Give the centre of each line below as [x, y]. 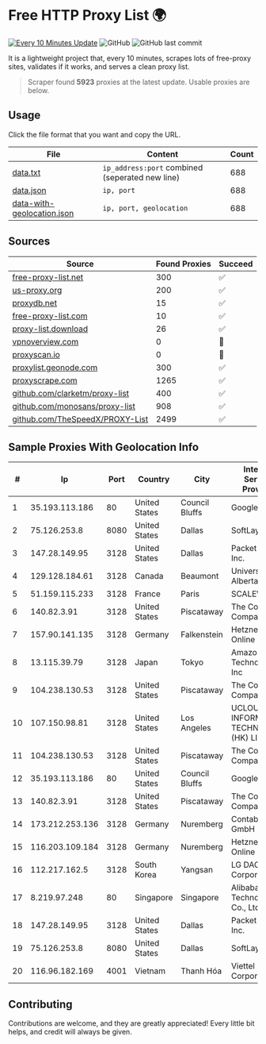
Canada [149, 576]
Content [163, 154]
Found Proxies [183, 264]
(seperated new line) [141, 177]
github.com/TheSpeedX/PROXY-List [80, 419]
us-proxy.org [37, 290]
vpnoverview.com [46, 341]
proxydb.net [35, 302]
